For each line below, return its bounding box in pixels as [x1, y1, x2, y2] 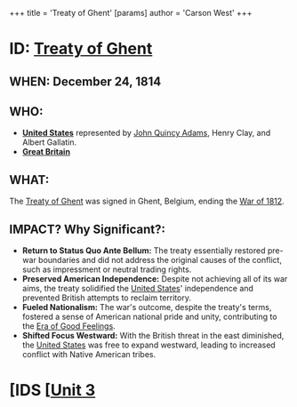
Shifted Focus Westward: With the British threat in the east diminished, [21, 331, 285, 341]
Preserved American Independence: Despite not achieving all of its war [21, 274, 288, 284]
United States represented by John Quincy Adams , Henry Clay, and [21, 128, 271, 139]
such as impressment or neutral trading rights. [21, 264, 192, 275]
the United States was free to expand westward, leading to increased [21, 339, 276, 350]
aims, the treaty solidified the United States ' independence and [21, 283, 253, 294]
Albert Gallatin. [21, 137, 77, 148]
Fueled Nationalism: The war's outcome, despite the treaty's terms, [21, 302, 272, 313]
